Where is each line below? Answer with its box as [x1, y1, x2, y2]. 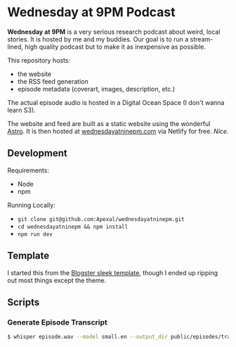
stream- [190, 34, 214, 43]
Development [7, 147, 68, 159]
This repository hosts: [7, 56, 71, 64]
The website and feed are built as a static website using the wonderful [7, 119, 211, 127]
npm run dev [17, 230, 53, 238]
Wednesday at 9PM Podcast [7, 4, 176, 20]
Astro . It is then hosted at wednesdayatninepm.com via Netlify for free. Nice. [7, 127, 229, 135]
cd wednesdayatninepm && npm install [17, 223, 129, 230]
